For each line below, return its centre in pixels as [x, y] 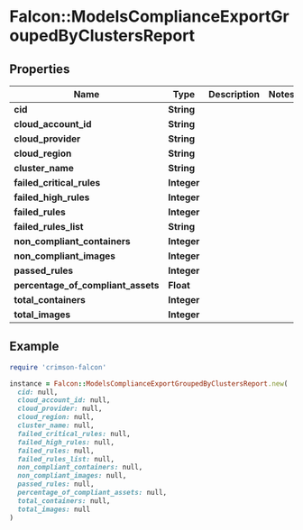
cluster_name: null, [56, 425]
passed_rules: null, [56, 484]
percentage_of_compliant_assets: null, [92, 493]
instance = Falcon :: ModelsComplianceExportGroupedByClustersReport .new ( [149, 384]
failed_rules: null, [56, 451]
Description [234, 94]
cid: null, [38, 392]
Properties [40, 69]
